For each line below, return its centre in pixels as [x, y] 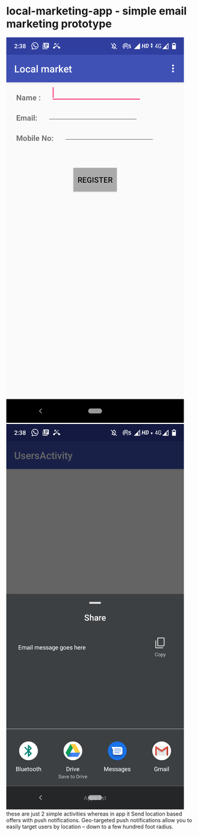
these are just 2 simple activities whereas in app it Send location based [94, 814]
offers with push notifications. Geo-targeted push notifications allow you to [99, 820]
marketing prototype [59, 24]
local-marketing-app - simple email [97, 11]
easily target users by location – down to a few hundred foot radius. [90, 826]
